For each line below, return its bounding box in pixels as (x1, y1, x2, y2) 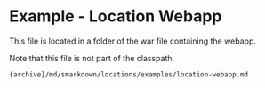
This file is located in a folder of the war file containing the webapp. (9, 36, 256, 46)
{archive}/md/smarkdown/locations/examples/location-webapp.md (9, 69, 249, 79)
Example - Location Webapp (9, 6, 222, 27)
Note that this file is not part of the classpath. (9, 52, 175, 63)
